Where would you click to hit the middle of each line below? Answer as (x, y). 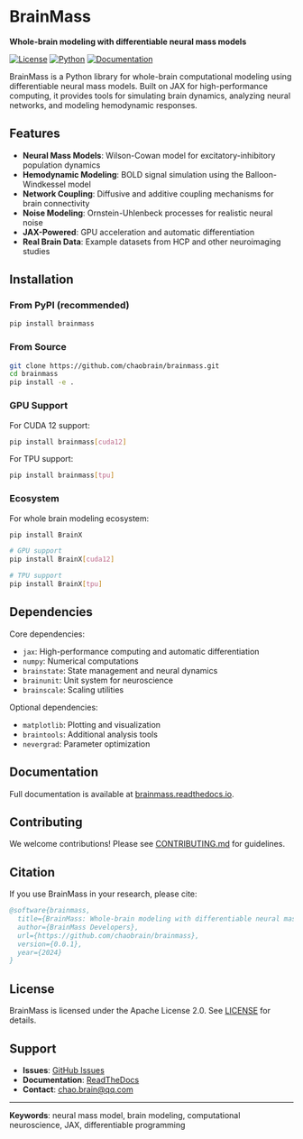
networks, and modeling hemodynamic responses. (104, 105)
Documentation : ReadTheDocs (81, 1079)
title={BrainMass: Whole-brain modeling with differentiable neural (149, 919)
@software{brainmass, (50, 911)
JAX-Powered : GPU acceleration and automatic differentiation (138, 232)
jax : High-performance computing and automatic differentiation (141, 651)
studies (36, 251)
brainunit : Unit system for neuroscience (98, 680)
